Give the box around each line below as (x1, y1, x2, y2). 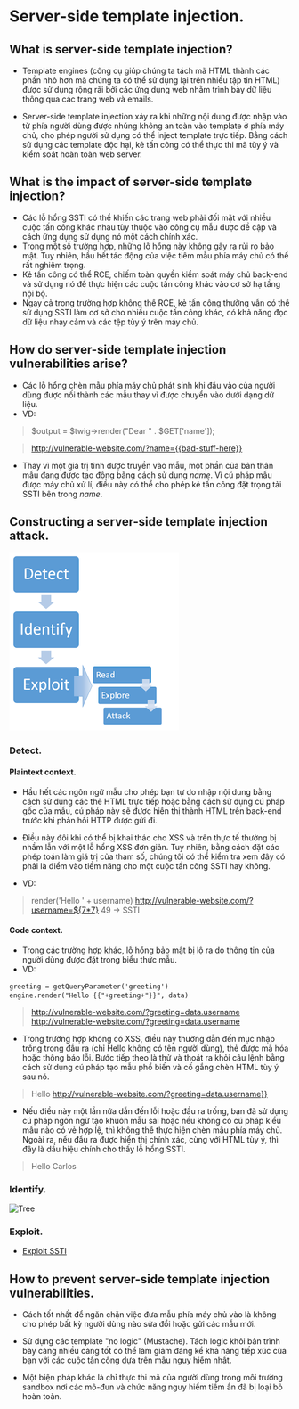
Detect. (9, 744, 43, 757)
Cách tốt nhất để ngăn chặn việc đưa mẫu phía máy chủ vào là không (21, 1309, 277, 1320)
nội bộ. (21, 288, 48, 299)
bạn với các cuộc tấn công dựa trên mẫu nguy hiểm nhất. (21, 1355, 232, 1365)
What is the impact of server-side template (9, 175, 253, 190)
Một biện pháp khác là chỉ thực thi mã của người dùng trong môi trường (21, 1372, 283, 1383)
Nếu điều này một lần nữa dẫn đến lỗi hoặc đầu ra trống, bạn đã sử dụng (21, 1105, 289, 1116)
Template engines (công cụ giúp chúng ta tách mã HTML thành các (21, 65, 270, 76)
